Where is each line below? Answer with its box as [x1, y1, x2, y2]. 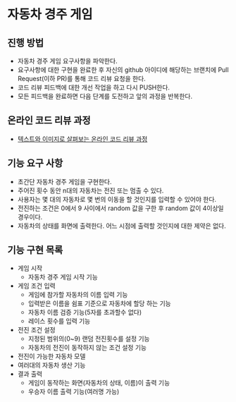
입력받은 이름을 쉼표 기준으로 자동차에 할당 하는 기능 [27, 299, 171, 307]
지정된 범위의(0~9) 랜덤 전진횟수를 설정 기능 [27, 334, 150, 343]
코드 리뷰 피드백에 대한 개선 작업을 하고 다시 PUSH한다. [17, 83, 170, 92]
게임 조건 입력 [17, 281, 56, 290]
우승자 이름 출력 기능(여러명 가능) [27, 387, 120, 396]
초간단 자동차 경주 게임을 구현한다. [17, 177, 112, 185]
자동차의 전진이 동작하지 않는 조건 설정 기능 [27, 343, 147, 352]
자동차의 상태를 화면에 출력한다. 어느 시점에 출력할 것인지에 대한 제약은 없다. [17, 221, 227, 230]
